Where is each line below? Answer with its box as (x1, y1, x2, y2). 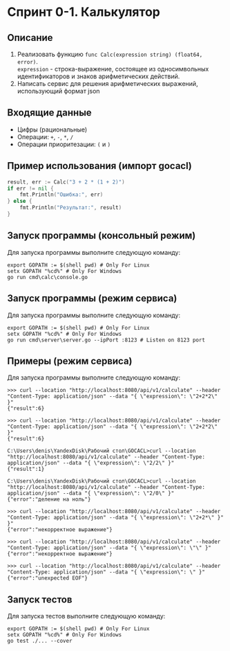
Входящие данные (7, 107, 92, 118)
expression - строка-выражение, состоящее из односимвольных (17, 65, 209, 73)
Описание (7, 32, 53, 44)
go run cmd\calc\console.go (7, 274, 88, 280)
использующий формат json (17, 87, 100, 95)
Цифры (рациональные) (17, 125, 88, 134)
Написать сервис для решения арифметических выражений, (17, 80, 198, 87)
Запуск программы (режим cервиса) (7, 292, 178, 305)
